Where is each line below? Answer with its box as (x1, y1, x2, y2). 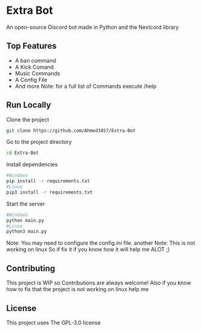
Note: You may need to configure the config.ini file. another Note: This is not (6, 239, 196, 247)
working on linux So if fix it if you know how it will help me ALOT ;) (6, 246, 170, 253)
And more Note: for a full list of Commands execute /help (14, 82, 156, 90)
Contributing (6, 263, 55, 274)
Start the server (6, 200, 45, 207)
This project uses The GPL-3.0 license (6, 319, 101, 326)
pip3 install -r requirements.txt (6, 189, 93, 195)
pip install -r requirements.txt (6, 178, 90, 184)
